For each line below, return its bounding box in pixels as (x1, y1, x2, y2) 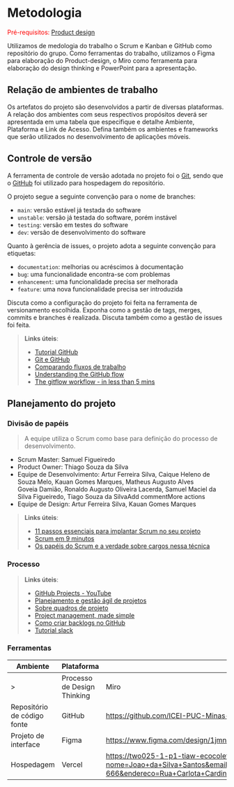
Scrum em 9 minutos (34, 535, 95, 543)
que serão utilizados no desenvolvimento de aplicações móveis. (7, 132, 191, 140)
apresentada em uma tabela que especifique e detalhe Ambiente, (7, 117, 195, 126)
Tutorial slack (34, 626, 74, 634)
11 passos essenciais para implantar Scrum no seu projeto (34, 527, 201, 535)
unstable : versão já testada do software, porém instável (17, 213, 178, 222)
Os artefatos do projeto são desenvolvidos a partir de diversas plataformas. (7, 103, 224, 111)
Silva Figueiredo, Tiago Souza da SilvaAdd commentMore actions (17, 493, 205, 501)
